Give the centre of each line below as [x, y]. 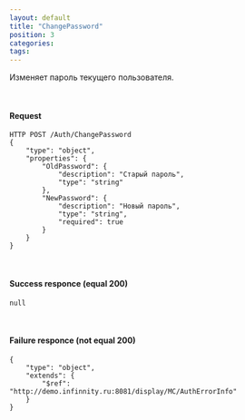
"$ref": [56, 383]
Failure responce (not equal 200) [73, 340]
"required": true [91, 222]
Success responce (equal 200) [69, 283]
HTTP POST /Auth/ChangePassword [70, 135]
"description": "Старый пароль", [121, 175]
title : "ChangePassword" [56, 26]
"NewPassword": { [74, 199]
